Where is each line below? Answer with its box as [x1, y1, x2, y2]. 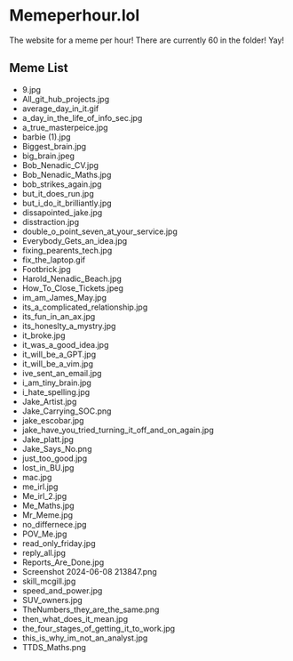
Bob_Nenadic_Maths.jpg [21, 169, 112, 180]
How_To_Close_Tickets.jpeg [21, 282, 124, 294]
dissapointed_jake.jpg [21, 206, 103, 218]
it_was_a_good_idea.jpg [21, 339, 109, 350]
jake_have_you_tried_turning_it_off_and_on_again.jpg [21, 424, 215, 435]
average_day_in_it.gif [21, 103, 99, 114]
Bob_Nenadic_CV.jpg [21, 159, 99, 170]
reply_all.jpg [21, 547, 67, 558]
